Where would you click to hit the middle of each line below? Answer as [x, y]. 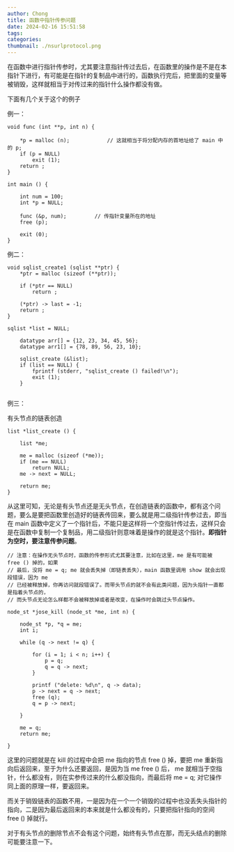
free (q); [46, 697]
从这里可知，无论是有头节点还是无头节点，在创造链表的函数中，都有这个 [111, 506]
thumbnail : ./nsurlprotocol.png [54, 46]
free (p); [34, 222]
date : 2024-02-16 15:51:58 [46, 26]
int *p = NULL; [42, 203]
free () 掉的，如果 [33, 563]
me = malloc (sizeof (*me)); [62, 456]
